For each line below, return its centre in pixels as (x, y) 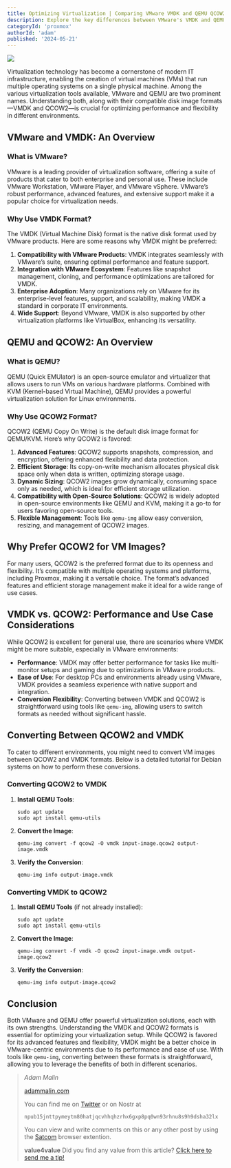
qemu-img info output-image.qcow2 (66, 983)
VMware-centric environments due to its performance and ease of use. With (115, 1049)
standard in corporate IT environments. (73, 306)
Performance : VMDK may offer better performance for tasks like (109, 663)
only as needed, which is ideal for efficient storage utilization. (104, 489)
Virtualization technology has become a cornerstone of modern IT (101, 72)
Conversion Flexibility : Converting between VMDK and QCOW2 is (111, 699)
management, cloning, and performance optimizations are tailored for (115, 277)
